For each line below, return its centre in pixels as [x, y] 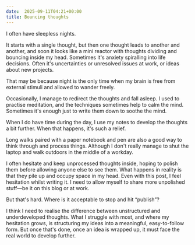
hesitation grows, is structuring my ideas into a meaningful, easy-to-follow [95, 223]
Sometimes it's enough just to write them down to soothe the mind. [86, 111]
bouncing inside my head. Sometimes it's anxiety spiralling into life [86, 57]
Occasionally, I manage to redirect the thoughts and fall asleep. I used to [93, 98]
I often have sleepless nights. [41, 33]
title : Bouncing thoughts [37, 17]
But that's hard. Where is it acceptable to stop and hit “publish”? [83, 199]
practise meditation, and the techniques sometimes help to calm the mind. [95, 104]
